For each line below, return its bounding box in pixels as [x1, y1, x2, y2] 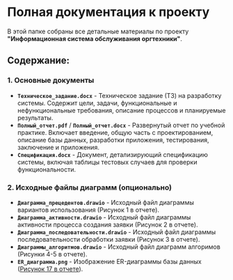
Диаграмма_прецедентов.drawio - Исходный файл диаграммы [17, 198, 195, 206]
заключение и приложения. [17, 143, 99, 151]
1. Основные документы [7, 76, 95, 85]
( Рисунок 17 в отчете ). [17, 265, 83, 273]
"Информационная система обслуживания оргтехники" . [7, 34, 183, 42]
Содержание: [7, 55, 70, 67]
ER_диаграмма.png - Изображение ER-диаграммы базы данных [17, 257, 202, 265]
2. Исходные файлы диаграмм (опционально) [7, 182, 172, 192]
